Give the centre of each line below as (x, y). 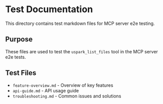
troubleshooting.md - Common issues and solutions (67, 96)
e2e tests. (16, 57)
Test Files (21, 73)
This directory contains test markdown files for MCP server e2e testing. (80, 23)
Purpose (19, 39)
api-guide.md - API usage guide (46, 90)
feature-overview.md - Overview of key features (63, 85)
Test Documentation (49, 9)
